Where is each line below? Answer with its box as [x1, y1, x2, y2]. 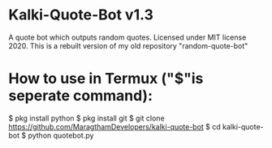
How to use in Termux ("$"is [8, 70, 204, 88]
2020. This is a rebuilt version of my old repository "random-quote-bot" [8, 40, 248, 50]
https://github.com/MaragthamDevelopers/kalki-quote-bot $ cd [8, 121, 221, 131]
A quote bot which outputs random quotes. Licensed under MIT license [8, 32, 247, 42]
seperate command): [8, 87, 153, 105]
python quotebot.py [28, 130, 94, 140]
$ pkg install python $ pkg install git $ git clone [8, 113, 165, 123]
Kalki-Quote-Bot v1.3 [8, 6, 154, 24]
